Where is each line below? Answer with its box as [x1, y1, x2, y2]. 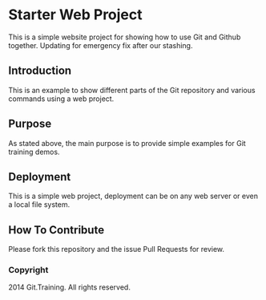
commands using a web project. [8, 94, 115, 103]
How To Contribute [8, 223, 105, 237]
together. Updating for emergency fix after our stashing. [8, 40, 193, 50]
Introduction [8, 64, 72, 78]
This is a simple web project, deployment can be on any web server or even [8, 191, 259, 201]
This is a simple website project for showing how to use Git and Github [8, 32, 241, 42]
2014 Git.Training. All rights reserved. [8, 282, 131, 292]
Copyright [8, 265, 49, 276]
